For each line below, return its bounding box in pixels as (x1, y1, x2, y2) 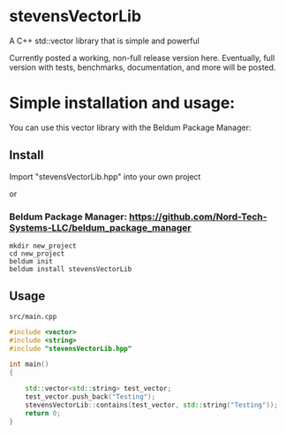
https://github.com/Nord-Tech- (129, 210, 267, 223)
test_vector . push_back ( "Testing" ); (25, 392, 156, 401)
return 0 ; (25, 408, 62, 417)
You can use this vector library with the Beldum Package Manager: (9, 122, 252, 133)
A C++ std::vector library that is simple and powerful (9, 35, 200, 46)
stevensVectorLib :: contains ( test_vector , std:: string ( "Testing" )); (25, 400, 278, 409)
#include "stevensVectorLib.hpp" (9, 344, 132, 353)
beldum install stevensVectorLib (9, 264, 132, 273)
